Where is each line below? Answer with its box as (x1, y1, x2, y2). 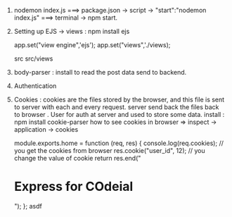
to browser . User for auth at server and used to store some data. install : (13, 111, 225, 118)
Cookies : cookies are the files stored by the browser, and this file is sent (13, 95, 225, 104)
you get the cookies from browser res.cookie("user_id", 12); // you (13, 147, 205, 154)
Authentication (13, 82, 57, 90)
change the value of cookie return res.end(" (13, 154, 141, 162)
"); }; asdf (13, 201, 42, 210)
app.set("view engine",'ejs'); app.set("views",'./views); (13, 41, 171, 49)
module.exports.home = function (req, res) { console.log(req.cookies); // (13, 139, 224, 147)
